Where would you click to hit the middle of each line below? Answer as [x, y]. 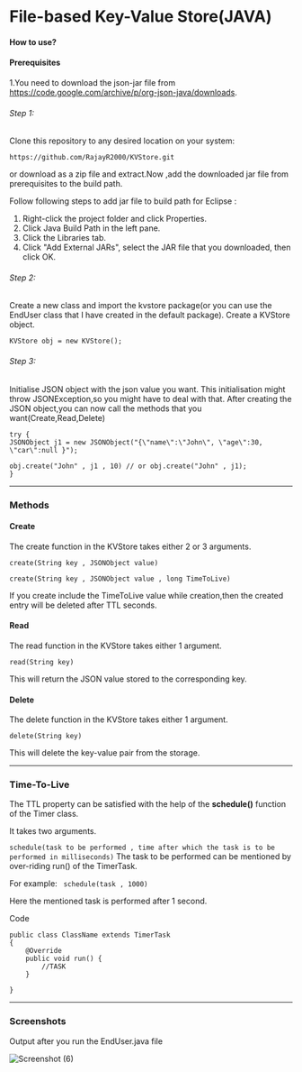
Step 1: [22, 113]
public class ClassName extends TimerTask [90, 935]
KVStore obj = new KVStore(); [66, 341]
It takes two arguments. [53, 831]
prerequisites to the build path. [66, 184]
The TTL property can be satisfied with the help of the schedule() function [148, 804]
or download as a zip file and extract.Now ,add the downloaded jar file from [149, 174]
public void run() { [64, 959]
